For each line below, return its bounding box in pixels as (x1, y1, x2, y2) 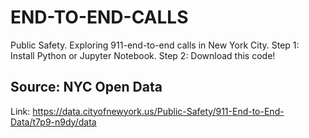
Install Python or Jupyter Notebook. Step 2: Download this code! (10, 49, 276, 61)
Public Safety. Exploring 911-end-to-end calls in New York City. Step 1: (10, 39, 300, 51)
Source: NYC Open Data (10, 79, 163, 96)
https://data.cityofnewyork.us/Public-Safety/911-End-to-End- (32, 105, 285, 117)
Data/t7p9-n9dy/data (10, 116, 97, 128)
